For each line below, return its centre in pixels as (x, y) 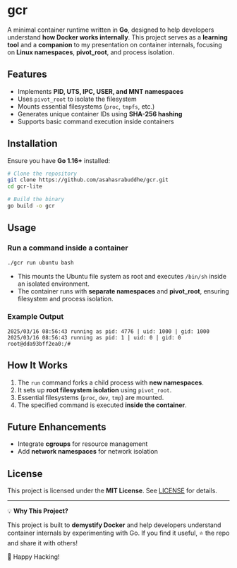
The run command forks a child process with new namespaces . (111, 382)
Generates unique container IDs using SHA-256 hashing (100, 114)
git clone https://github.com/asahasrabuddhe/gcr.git (88, 180)
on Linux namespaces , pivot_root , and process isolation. (91, 52)
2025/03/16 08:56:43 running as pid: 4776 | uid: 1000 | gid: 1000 (109, 331)
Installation (32, 144)
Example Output (36, 317)
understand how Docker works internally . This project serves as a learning (117, 37)
